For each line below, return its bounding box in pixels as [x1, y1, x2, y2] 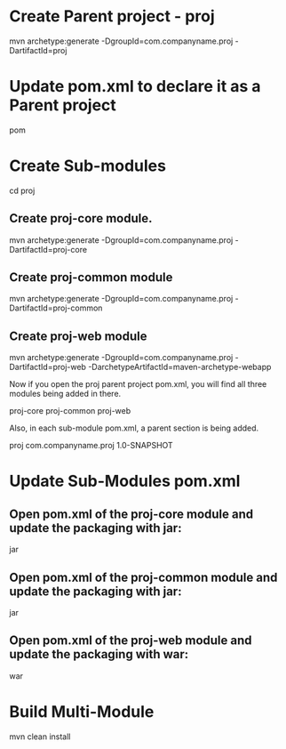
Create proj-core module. [9, 211, 153, 226]
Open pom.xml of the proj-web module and [9, 633, 252, 648]
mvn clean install [9, 731, 71, 742]
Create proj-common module [9, 270, 173, 286]
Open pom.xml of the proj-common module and [9, 569, 278, 584]
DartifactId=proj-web [9, 362, 87, 373]
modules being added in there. [9, 389, 122, 399]
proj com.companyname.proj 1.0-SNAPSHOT [9, 440, 173, 451]
